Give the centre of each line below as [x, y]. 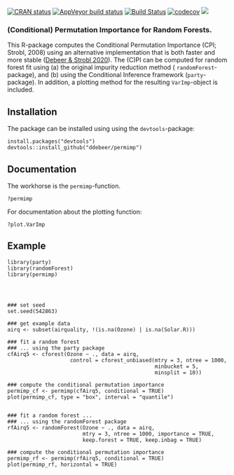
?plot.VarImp [26, 224]
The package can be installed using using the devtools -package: [101, 129]
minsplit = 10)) [178, 372]
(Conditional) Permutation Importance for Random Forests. [110, 29]
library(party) [29, 262]
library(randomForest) [40, 268]
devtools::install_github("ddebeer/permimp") [75, 148]
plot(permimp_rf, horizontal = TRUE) [62, 464]
